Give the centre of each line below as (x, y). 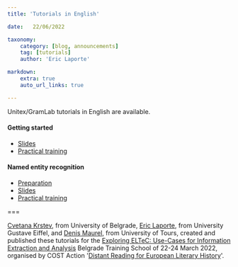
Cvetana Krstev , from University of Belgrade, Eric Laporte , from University (115, 226)
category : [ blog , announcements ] (69, 46)
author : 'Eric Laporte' (55, 59)
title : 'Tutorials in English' (53, 14)
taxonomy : (22, 40)
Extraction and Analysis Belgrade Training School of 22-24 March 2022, (113, 248)
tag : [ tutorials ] (46, 53)
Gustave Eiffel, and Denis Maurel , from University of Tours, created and (112, 233)
